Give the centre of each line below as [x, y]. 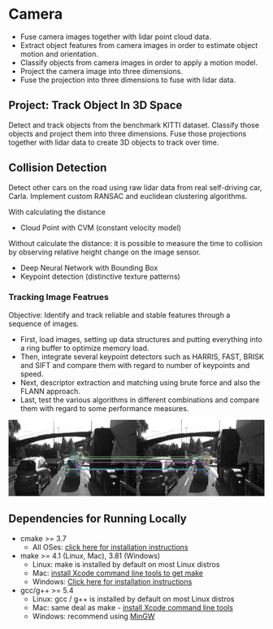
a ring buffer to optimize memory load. [84, 348]
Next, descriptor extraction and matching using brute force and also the [140, 382]
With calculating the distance [57, 211]
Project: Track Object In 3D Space [95, 105]
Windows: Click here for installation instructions [112, 581]
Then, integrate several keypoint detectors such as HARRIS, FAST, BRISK [142, 356]
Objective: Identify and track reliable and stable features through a [119, 314]
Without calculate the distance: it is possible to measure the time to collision [135, 243]
